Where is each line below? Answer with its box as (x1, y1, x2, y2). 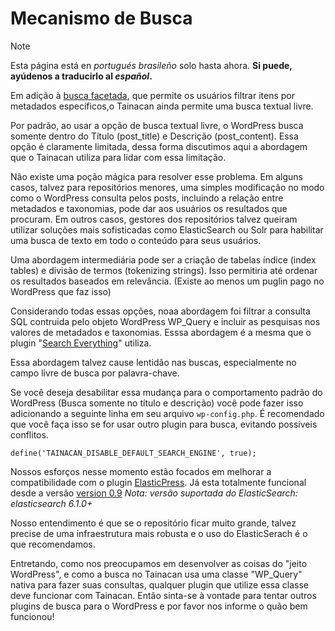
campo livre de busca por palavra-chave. (10, 367, 180, 379)
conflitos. (10, 428, 49, 441)
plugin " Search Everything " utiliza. (10, 337, 152, 349)
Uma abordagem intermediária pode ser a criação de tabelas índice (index (10, 253, 317, 266)
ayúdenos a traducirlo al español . (10, 70, 153, 82)
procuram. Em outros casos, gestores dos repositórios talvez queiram (10, 213, 298, 225)
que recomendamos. (10, 538, 96, 550)
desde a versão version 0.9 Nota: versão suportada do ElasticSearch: (10, 487, 298, 499)
